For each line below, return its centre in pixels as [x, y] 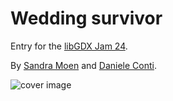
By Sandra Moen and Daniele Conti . [83, 65]
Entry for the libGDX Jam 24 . [69, 46]
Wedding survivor [86, 18]
